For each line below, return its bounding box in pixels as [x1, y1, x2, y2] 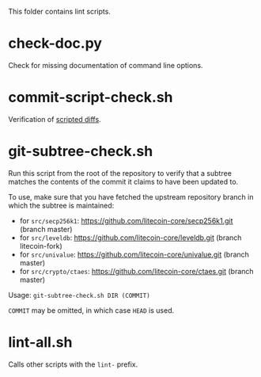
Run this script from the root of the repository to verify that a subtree [8, 168, 232, 177]
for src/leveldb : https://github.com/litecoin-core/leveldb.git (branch [19, 233, 242, 242]
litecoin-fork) [19, 241, 63, 250]
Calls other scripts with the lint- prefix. [8, 360, 138, 369]
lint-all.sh [8, 333, 73, 351]
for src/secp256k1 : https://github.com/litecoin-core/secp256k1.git [19, 215, 233, 225]
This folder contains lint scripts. [8, 7, 111, 16]
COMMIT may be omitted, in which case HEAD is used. [8, 305, 175, 315]
